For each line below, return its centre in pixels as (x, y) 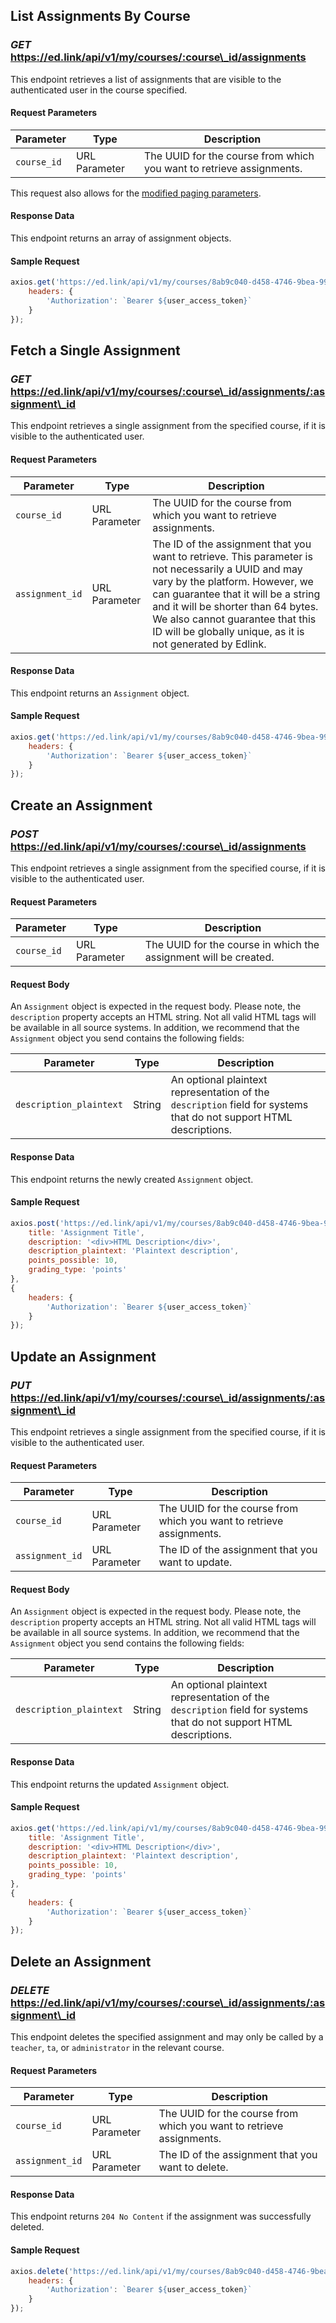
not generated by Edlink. (209, 644)
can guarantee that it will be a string (236, 594)
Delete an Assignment (81, 1961)
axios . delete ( (40, 2271)
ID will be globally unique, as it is (228, 631)
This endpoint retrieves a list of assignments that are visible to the (146, 79)
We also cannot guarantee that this (234, 619)
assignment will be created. (209, 957)
